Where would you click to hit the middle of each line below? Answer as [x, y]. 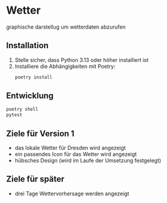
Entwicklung [30, 96]
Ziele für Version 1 [40, 134]
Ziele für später [35, 179]
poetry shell [22, 110]
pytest [14, 115]
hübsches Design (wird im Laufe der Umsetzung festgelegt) [88, 160]
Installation [27, 46]
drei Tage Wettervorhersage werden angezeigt [72, 193]
